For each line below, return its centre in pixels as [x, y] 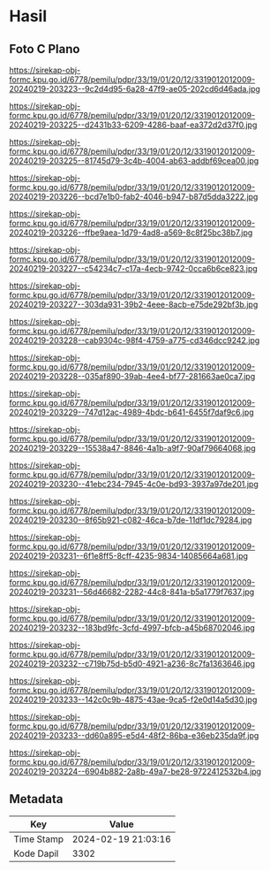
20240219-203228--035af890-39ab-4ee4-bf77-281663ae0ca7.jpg [132, 376]
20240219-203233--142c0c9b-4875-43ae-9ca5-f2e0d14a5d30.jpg [133, 699]
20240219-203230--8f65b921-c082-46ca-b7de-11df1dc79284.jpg [131, 520]
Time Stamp [39, 839]
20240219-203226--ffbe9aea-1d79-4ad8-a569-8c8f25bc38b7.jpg [131, 233]
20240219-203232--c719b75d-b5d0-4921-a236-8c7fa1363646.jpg [132, 664]
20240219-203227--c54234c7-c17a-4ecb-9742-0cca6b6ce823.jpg [133, 268]
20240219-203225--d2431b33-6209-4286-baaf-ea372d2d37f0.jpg [133, 125]
